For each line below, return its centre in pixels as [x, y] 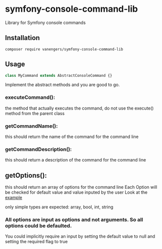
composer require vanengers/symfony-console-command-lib [64, 49]
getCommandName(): [31, 126]
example [14, 198]
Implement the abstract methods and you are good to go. [62, 85]
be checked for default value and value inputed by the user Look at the [76, 192]
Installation [22, 38]
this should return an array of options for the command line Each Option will [81, 187]
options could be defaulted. [39, 226]
